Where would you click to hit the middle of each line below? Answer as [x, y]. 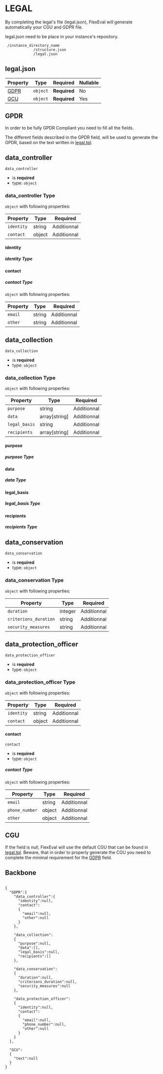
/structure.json [50, 50]
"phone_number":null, [45, 1025]
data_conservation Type [35, 580]
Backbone [21, 873]
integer [68, 611]
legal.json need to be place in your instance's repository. [62, 37]
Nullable [89, 82]
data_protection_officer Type [40, 682]
